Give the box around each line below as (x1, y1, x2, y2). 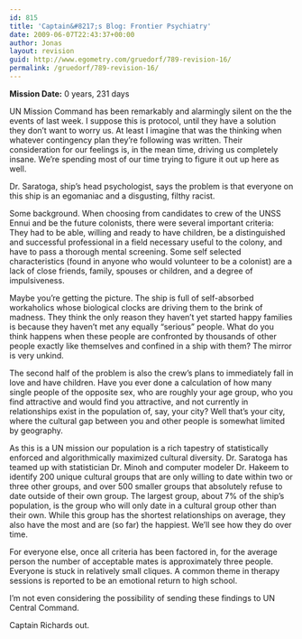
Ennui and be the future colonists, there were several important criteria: (9, 218, 274, 228)
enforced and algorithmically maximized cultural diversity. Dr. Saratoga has (9, 452, 288, 463)
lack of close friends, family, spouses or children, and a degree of (9, 265, 253, 276)
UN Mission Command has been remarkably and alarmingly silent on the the (9, 106, 292, 116)
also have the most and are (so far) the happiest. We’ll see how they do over (9, 519, 292, 530)
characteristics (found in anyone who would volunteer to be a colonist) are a (9, 255, 293, 266)
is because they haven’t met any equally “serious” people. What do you (9, 321, 275, 332)
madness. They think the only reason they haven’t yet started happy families (9, 311, 293, 322)
